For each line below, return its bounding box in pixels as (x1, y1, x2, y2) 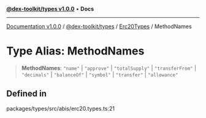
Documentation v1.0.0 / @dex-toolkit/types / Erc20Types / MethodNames (6, 23, 192, 30)
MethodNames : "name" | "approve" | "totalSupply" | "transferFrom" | (21, 64, 197, 72)
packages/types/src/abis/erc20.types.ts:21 (6, 105, 115, 112)
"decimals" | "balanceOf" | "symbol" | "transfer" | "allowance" (21, 70, 178, 78)
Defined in (6, 89, 47, 99)
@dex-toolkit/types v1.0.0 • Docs (6, 6, 94, 12)
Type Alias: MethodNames (6, 44, 145, 58)
